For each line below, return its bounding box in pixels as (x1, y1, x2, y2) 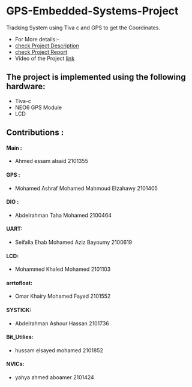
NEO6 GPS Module (14, 104, 62, 111)
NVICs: (6, 361, 25, 368)
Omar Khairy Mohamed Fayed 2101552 (14, 292, 111, 300)
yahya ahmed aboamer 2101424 (14, 373, 94, 381)
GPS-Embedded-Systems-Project (6, 4, 179, 18)
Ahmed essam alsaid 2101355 (14, 158, 89, 165)
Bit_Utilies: (6, 334, 34, 341)
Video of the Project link (14, 55, 75, 62)
